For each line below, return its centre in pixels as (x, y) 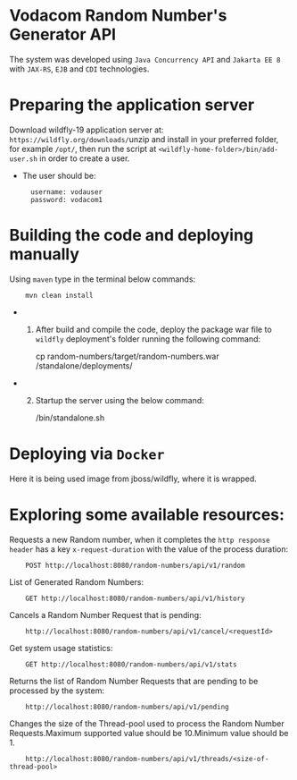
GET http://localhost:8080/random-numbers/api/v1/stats (132, 664)
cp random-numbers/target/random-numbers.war (128, 356)
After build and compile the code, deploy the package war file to (153, 329)
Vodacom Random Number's (118, 16)
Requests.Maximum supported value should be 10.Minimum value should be (149, 733)
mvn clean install (59, 295)
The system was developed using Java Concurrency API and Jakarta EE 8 (145, 59)
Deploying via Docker (87, 454)
